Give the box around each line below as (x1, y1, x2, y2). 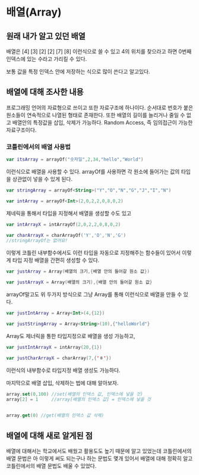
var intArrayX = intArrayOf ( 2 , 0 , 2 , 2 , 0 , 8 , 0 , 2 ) (6, 221, 121, 227)
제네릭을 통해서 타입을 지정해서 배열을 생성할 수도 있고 (6, 210, 132, 217)
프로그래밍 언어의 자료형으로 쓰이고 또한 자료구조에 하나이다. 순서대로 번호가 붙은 (6, 104, 194, 111)
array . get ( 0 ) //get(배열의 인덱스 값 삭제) (6, 412, 105, 418)
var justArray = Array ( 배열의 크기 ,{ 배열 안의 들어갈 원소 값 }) (6, 268, 150, 274)
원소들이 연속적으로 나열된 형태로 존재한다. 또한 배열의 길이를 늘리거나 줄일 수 (6, 111, 185, 118)
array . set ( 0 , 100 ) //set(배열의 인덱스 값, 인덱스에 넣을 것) (6, 391, 144, 397)
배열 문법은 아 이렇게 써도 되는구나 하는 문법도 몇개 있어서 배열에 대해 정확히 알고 (6, 455, 193, 462)
